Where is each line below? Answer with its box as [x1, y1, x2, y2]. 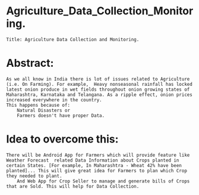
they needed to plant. [6, 173, 62, 179]
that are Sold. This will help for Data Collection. [6, 183, 140, 189]
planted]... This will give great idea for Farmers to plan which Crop [6, 168, 187, 174]
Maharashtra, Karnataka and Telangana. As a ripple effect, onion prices [6, 91, 193, 98]
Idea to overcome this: [6, 132, 119, 146]
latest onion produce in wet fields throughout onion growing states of [6, 86, 190, 92]
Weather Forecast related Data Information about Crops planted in [6, 157, 179, 163]
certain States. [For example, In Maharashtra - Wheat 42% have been [6, 162, 182, 168]
